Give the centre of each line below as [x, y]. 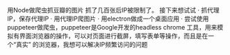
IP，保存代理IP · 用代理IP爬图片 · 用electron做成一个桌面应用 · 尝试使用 [108, 19]
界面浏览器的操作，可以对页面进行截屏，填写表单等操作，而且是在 [114, 36]
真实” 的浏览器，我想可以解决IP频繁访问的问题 [82, 44]
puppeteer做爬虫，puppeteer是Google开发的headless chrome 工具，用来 [112, 27]
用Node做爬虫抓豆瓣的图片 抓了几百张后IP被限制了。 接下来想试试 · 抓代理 [114, 10]
